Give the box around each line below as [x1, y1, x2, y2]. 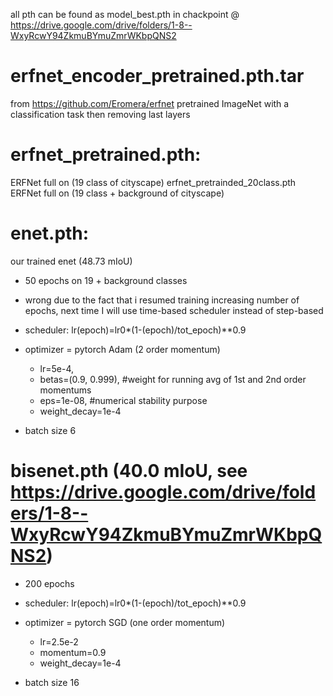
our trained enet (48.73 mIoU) [10, 255, 133, 267]
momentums [39, 384, 92, 396]
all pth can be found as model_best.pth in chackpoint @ [10, 9, 240, 20]
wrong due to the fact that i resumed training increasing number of [24, 294, 300, 306]
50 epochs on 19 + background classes [24, 274, 188, 286]
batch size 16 [24, 676, 80, 688]
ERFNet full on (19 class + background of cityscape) [10, 187, 225, 199]
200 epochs [24, 577, 75, 589]
